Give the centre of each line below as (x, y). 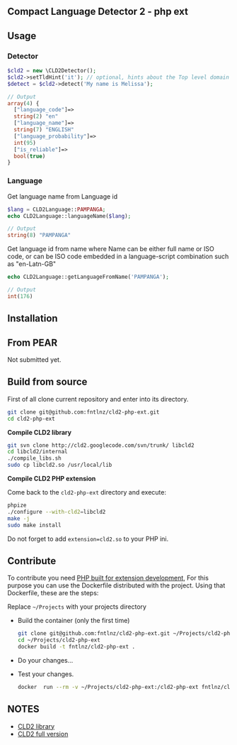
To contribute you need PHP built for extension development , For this (108, 578)
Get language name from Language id (63, 196)
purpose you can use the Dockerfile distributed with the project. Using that (116, 585)
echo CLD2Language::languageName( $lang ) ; (69, 216)
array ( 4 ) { (23, 103)
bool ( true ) (30, 156)
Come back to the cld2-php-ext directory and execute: (87, 492)
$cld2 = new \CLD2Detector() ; (52, 71)
